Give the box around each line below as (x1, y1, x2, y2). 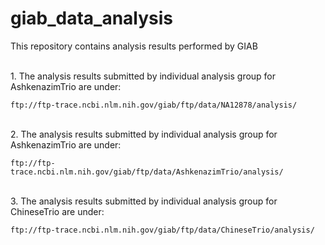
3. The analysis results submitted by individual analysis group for (10, 195, 278, 207)
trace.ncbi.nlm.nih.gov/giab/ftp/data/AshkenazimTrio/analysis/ (10, 167, 284, 177)
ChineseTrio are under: (10, 205, 105, 217)
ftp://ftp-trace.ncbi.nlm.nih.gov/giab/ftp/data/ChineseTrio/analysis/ (10, 225, 315, 235)
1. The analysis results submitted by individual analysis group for (10, 70, 277, 82)
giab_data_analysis (10, 7, 174, 30)
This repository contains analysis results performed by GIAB (10, 40, 258, 52)
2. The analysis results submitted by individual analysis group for (10, 128, 278, 140)
